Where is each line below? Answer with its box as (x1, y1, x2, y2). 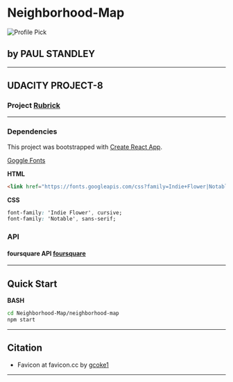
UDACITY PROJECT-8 (7, 80, 103, 92)
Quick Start (7, 278, 58, 289)
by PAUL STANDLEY (7, 48, 96, 60)
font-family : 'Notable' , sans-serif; (7, 216, 116, 223)
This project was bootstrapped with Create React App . (7, 143, 163, 151)
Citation (7, 342, 43, 354)
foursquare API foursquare (7, 249, 87, 257)
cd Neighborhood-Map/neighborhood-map (7, 310, 119, 317)
